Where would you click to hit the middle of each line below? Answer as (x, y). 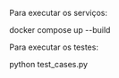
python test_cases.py (48, 64)
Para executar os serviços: (59, 13)
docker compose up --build (60, 30)
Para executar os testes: (54, 47)
